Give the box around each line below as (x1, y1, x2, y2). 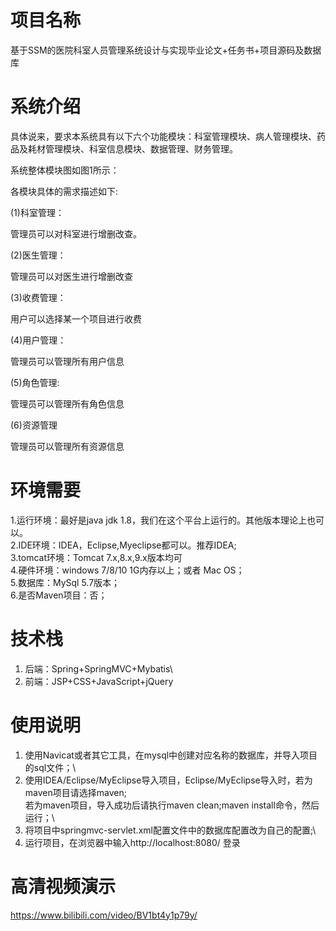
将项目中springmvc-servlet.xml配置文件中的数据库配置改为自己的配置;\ (24, 824, 317, 836)
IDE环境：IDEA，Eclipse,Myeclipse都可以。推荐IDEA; (18, 539, 237, 551)
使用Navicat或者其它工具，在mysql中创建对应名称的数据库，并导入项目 (24, 749, 318, 761)
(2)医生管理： (10, 249, 67, 261)
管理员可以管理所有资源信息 (10, 440, 125, 452)
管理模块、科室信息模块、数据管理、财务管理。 (44, 142, 238, 155)
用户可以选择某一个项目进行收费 (10, 312, 142, 325)
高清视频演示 (10, 875, 117, 898)
